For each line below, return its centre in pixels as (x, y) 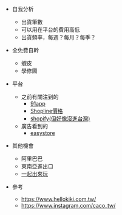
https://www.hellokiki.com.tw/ (59, 199)
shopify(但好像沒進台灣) (60, 118)
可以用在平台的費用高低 (50, 30)
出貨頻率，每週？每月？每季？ (58, 37)
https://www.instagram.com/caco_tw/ (68, 206)
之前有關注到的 (40, 97)
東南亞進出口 (37, 166)
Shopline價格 (46, 111)
